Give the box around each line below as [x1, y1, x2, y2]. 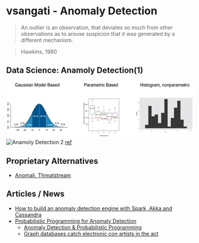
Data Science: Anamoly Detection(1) [6, 66, 144, 76]
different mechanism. [20, 36, 73, 43]
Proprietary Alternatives [6, 156, 98, 166]
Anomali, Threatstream [14, 172, 71, 179]
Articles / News [6, 189, 65, 199]
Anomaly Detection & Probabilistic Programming [23, 223, 142, 230]
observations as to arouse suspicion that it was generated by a [20, 30, 175, 37]
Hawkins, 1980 [20, 48, 58, 55]
